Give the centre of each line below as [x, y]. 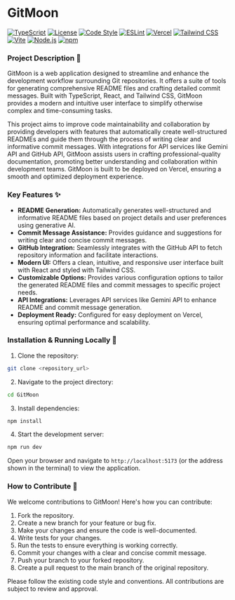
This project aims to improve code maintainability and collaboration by [109, 124]
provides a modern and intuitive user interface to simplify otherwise [105, 103]
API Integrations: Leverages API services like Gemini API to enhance [117, 299]
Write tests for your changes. [59, 537]
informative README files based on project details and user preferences [122, 217]
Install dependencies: [48, 408]
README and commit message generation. [80, 307]
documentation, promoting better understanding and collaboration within [112, 162]
